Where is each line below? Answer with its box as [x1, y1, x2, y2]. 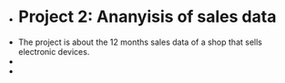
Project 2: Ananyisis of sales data [17, 6, 277, 27]
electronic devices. [17, 46, 90, 57]
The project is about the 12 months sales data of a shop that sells [17, 36, 262, 47]
